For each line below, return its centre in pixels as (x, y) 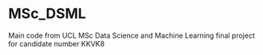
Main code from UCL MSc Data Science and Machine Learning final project (131, 35)
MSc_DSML (47, 14)
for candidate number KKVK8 (57, 43)
